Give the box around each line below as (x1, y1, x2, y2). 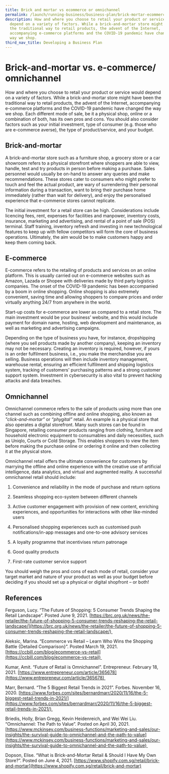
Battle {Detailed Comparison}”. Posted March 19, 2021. (5, 643, 118, 650)
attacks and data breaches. (5, 378, 62, 384)
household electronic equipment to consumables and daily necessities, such (5, 433, 164, 439)
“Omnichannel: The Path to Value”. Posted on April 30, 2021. (5, 721, 130, 727)
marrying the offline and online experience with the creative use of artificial (5, 464, 161, 470)
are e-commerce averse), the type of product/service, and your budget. (5, 126, 154, 132)
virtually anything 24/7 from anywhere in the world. (5, 299, 112, 305)
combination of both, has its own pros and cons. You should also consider (5, 116, 158, 122)
